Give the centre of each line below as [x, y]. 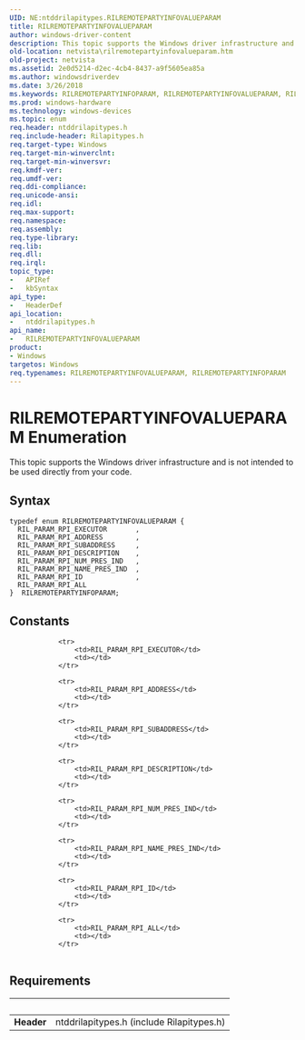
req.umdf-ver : [36, 178]
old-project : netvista [52, 60]
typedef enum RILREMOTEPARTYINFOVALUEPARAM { [97, 522]
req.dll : [26, 255]
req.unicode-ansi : [44, 195]
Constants [39, 620]
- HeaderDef [36, 305]
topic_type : [32, 272]
